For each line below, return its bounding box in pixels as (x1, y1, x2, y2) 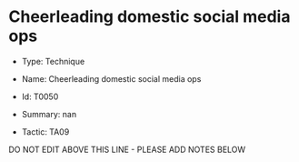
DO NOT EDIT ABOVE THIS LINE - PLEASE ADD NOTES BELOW (8, 144, 246, 155)
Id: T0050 (21, 91, 59, 102)
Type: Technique (21, 56, 85, 66)
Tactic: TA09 (21, 126, 70, 137)
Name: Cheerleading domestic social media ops (21, 73, 202, 84)
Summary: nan (21, 108, 77, 119)
